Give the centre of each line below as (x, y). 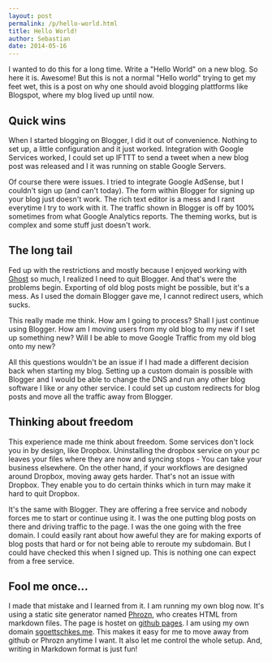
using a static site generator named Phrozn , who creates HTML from (123, 615)
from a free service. (41, 560)
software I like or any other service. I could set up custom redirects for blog (134, 387)
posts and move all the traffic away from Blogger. (91, 396)
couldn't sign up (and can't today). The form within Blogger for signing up (132, 190)
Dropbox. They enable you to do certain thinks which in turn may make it (130, 485)
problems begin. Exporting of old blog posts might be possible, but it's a (129, 287)
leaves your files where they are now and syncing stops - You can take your (135, 459)
